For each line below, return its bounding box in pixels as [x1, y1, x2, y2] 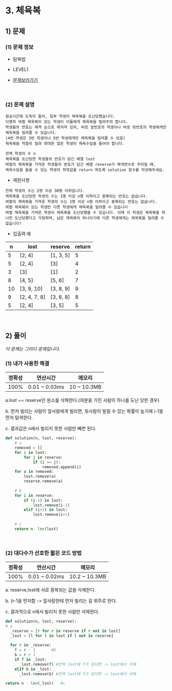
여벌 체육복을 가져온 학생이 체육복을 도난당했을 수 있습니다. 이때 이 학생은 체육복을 [5, 210, 160, 216]
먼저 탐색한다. [5, 414, 33, 421]
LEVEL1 [12, 66, 29, 72]
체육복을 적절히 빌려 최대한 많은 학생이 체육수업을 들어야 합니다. [5, 141, 125, 146]
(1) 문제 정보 [5, 43, 34, 50]
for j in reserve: [24, 455, 63, 460]
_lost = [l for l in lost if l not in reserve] [10, 633, 114, 638]
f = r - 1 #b [14, 647, 56, 652]
